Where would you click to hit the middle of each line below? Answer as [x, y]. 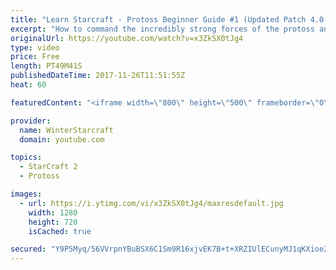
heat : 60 [28, 85]
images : [26, 194]
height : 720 [53, 222]
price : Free [35, 57]
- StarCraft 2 [48, 167]
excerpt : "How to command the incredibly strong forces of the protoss [162, 29]
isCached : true [60, 231]
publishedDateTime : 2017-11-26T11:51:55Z [98, 76]
